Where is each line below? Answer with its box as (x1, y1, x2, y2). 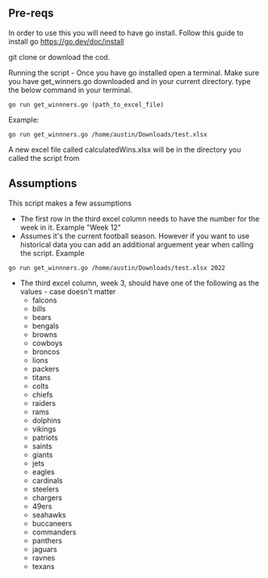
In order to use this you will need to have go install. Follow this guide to (8, 27, 244, 37)
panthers (31, 535, 63, 545)
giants (31, 449, 53, 459)
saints (31, 441, 52, 451)
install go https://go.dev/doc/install (8, 36, 124, 46)
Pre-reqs (8, 6, 54, 20)
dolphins (31, 416, 61, 425)
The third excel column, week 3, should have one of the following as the (19, 278, 260, 288)
